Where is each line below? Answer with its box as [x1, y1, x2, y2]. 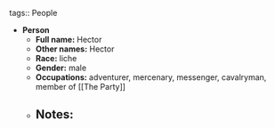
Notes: [35, 107, 74, 123]
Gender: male [35, 62, 87, 73]
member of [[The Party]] [35, 82, 126, 92]
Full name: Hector [35, 35, 102, 44]
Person [21, 25, 50, 35]
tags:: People [9, 8, 58, 18]
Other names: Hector [35, 44, 115, 54]
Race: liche [35, 53, 77, 63]
